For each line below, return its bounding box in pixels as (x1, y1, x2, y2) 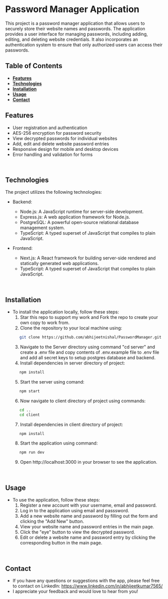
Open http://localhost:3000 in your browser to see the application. (20, 459, 157, 465)
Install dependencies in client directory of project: (20, 421, 123, 427)
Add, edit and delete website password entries (12, 140, 109, 147)
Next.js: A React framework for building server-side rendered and (20, 255, 156, 261)
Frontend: (12, 245, 33, 251)
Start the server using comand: (20, 378, 85, 385)
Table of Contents (5, 62, 63, 70)
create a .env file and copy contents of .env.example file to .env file (20, 349, 159, 355)
